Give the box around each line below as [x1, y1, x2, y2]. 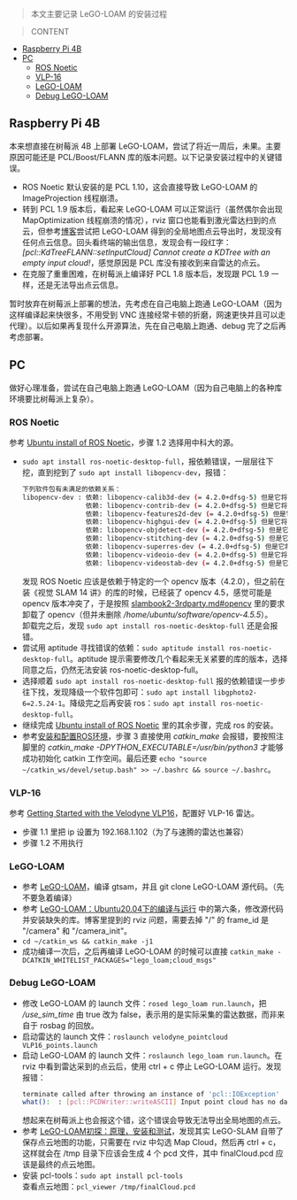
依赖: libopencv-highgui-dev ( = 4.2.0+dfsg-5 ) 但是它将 [85, 518, 288, 527]
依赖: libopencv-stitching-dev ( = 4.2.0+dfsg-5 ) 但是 [85, 535, 283, 543]
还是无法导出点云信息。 [37, 279, 124, 290]
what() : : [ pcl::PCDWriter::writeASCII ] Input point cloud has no [21, 1097, 277, 1107]
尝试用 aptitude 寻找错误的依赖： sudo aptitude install [21, 642, 225, 653]
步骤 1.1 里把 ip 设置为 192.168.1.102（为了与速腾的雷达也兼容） [21, 827, 249, 837]
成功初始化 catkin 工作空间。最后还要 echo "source [21, 752, 208, 764]
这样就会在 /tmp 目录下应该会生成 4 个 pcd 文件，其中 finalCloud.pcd [21, 1148, 274, 1158]
